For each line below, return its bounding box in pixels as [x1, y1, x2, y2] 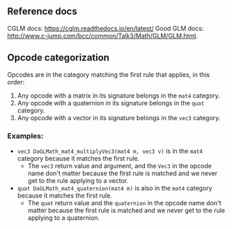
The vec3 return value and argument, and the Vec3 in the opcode [27, 161, 212, 170]
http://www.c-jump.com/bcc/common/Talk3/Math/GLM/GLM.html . [7, 31, 199, 40]
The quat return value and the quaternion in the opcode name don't [27, 198, 222, 207]
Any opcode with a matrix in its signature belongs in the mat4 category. [17, 91, 221, 100]
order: [7, 77, 25, 86]
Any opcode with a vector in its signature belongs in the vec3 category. [17, 113, 221, 121]
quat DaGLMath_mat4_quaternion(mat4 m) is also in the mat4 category [17, 184, 212, 192]
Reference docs [7, 6, 78, 17]
